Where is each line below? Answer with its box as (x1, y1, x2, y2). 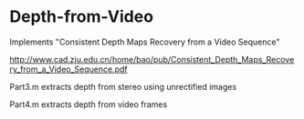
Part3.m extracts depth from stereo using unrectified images (9, 81, 237, 92)
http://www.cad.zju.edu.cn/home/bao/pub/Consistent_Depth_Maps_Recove (9, 54, 295, 64)
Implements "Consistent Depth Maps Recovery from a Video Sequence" (9, 36, 280, 47)
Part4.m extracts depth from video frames (9, 98, 168, 110)
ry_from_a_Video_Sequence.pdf (9, 64, 128, 74)
